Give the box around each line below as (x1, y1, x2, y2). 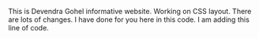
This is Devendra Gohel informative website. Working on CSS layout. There (8, 7, 252, 16)
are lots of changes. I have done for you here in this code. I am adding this (8, 15, 250, 24)
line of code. (8, 23, 49, 32)
